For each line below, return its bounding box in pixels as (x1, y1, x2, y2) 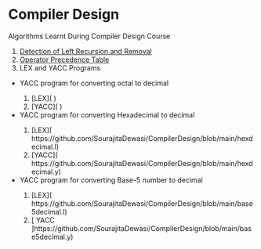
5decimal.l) (31, 207, 68, 216)
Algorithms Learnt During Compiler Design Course (8, 31, 171, 41)
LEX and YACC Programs (19, 63, 101, 72)
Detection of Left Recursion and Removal (19, 46, 152, 56)
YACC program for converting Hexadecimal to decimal (19, 110, 195, 119)
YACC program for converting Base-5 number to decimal (19, 175, 204, 185)
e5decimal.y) (31, 232, 74, 241)
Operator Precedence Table (19, 55, 110, 64)
